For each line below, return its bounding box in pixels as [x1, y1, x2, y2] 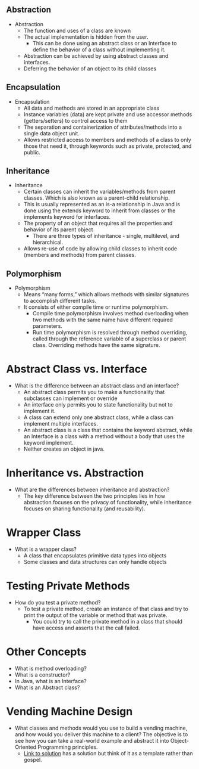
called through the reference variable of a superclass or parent [32, 335, 187, 342]
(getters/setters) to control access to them [23, 117, 128, 124]
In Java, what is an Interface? [14, 677, 87, 684]
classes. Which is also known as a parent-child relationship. [23, 194, 170, 201]
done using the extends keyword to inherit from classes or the [23, 207, 176, 214]
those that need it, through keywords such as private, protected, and [23, 142, 192, 150]
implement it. [23, 408, 56, 415]
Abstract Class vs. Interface [6, 362, 147, 376]
